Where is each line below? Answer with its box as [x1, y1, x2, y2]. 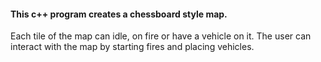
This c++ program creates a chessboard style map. [10, 8, 228, 20]
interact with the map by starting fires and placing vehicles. [10, 41, 255, 53]
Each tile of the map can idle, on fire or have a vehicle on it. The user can [10, 30, 312, 42]
